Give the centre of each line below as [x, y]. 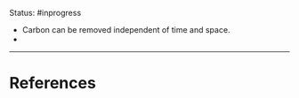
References [53, 83]
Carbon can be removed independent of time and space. [126, 30]
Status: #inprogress [45, 13]
